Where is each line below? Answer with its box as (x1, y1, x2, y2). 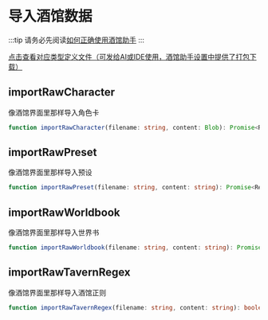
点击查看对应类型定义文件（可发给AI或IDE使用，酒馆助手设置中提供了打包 (8, 52, 250, 61)
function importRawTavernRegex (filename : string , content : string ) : (8, 303, 241, 311)
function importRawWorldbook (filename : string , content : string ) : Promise (8, 244, 262, 252)
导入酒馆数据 (8, 7, 93, 25)
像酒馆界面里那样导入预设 (8, 168, 93, 178)
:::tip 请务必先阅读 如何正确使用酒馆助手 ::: (8, 35, 145, 45)
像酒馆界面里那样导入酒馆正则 (8, 287, 106, 297)
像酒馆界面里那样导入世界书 (8, 228, 100, 237)
